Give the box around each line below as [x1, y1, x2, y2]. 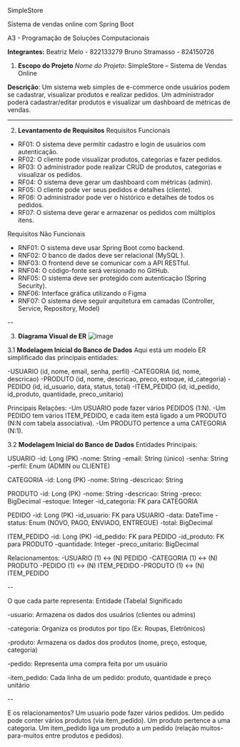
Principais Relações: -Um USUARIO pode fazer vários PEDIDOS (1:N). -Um [7, 403, 226, 412]
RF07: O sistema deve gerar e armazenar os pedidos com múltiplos [17, 209, 216, 216]
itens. [17, 216, 34, 224]
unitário [7, 681, 30, 689]
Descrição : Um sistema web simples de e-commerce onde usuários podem [7, 83, 231, 91]
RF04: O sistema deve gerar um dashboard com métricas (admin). [17, 178, 213, 186]
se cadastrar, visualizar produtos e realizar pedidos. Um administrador [7, 91, 214, 99]
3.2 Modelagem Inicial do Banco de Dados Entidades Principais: [7, 441, 198, 448]
